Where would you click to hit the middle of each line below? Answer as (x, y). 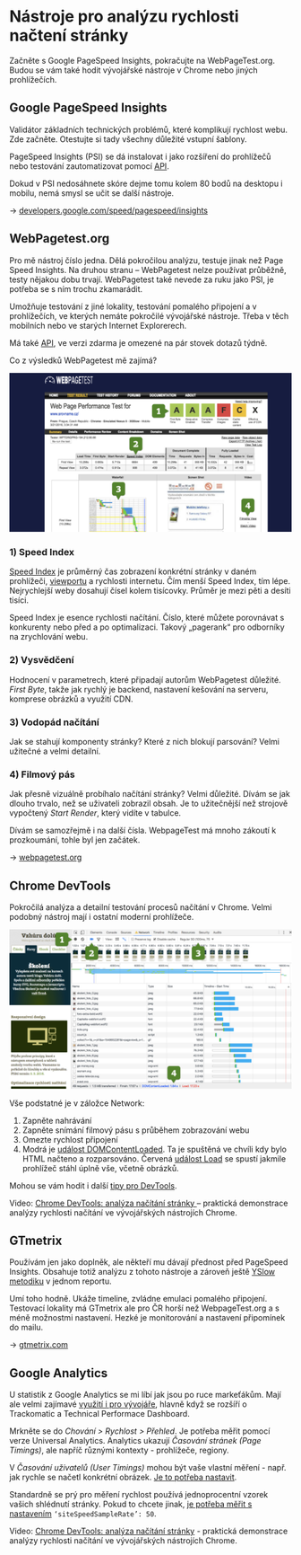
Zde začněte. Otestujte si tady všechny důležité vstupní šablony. (128, 139)
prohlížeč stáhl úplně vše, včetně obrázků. (100, 1168)
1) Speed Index (42, 552)
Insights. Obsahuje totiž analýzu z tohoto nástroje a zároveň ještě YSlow (142, 1272)
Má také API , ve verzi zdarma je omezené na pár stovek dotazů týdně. (138, 342)
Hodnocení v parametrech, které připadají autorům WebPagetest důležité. (145, 679)
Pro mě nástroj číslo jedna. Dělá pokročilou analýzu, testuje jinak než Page (146, 260)
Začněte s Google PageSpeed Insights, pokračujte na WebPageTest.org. (142, 60)
